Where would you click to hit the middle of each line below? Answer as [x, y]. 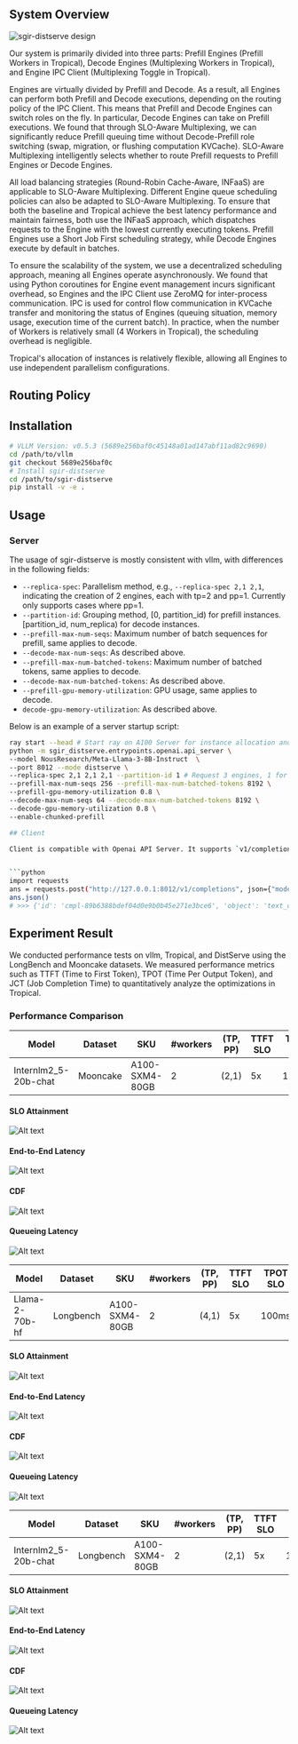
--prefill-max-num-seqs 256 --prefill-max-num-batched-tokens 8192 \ [141, 784]
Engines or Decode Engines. [61, 164]
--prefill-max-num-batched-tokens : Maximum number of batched [142, 662]
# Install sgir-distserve [57, 471]
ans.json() [29, 898]
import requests [39, 881]
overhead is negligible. [51, 340]
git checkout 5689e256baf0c [61, 462]
